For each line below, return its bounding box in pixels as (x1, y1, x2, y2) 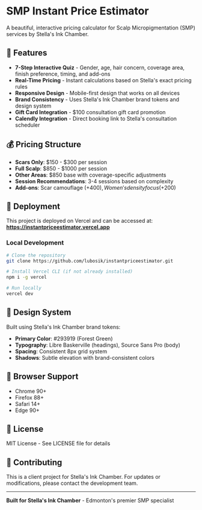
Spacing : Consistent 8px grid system (14, 347, 107, 355)
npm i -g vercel (6, 275, 47, 281)
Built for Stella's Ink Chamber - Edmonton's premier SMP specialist (6, 497, 174, 504)
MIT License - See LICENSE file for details (6, 440, 111, 447)
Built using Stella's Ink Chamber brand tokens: (6, 323, 121, 330)
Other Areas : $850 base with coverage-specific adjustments (14, 171, 167, 178)
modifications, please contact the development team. (6, 479, 138, 487)
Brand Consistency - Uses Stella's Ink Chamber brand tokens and (14, 96, 179, 103)
